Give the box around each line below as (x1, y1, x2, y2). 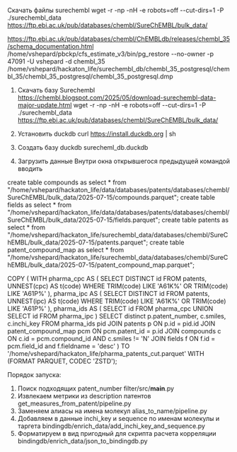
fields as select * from (7, 201, 72, 209)
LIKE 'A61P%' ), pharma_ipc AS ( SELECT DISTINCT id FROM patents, (7, 290, 210, 297)
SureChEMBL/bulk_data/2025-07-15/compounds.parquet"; (7, 194, 179, 201)
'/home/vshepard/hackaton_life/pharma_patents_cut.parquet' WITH (7, 350, 204, 357)
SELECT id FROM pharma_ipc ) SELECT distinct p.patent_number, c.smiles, (7, 312, 226, 320)
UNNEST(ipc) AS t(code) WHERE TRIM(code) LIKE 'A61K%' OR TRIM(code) (7, 297, 226, 305)
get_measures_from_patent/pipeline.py (17, 399, 132, 408)
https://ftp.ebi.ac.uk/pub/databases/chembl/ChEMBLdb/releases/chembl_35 (7, 35, 231, 43)
